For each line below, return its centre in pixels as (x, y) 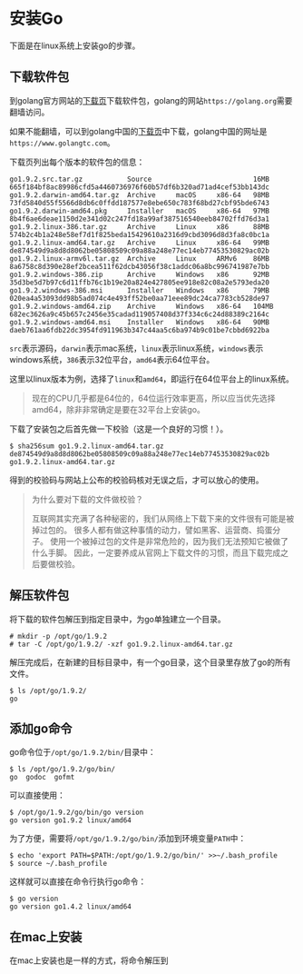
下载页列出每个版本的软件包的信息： (77, 162)
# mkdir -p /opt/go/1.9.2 (58, 636)
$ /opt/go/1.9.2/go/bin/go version (77, 813)
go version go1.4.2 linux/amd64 (70, 907)
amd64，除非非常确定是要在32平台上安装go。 (118, 409)
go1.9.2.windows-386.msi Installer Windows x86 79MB (140, 290)
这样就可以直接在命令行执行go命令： (78, 881)
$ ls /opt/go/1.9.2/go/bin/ (63, 770)
